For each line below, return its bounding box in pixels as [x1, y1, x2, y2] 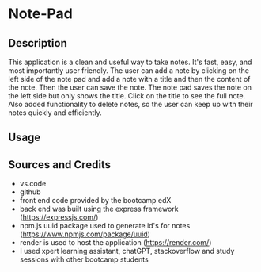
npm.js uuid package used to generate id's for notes [19, 221, 191, 231]
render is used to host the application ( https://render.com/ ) [19, 238, 212, 247]
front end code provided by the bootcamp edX [19, 196, 172, 205]
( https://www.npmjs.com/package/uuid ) [19, 229, 150, 239]
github [19, 187, 41, 197]
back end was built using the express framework [19, 204, 179, 214]
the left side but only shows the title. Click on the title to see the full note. [8, 91, 246, 100]
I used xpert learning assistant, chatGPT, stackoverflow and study [19, 247, 235, 256]
